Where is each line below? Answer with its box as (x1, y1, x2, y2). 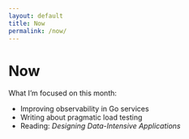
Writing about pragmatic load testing (19, 112, 143, 122)
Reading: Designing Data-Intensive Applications (19, 121, 181, 131)
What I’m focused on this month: (8, 88, 118, 98)
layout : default (8, 11, 63, 20)
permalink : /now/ (8, 27, 67, 35)
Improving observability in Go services (19, 104, 149, 114)
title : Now (8, 19, 45, 27)
